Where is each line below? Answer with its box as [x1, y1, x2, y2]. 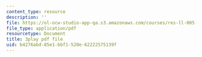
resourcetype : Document [6, 31, 66, 37]
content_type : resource [6, 8, 66, 15]
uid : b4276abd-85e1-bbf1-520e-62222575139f [6, 42, 117, 48]
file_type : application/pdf [6, 25, 77, 31]
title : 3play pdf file [6, 36, 63, 42]
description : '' [6, 14, 47, 20]
